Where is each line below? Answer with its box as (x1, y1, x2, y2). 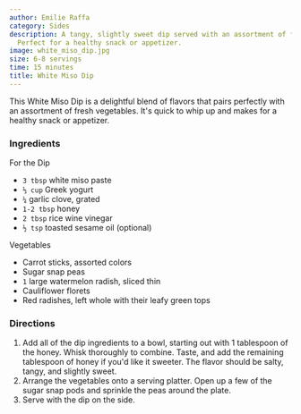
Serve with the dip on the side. (21, 394, 136, 405)
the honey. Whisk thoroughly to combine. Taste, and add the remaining (21, 347, 284, 358)
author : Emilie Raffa (9, 13, 90, 22)
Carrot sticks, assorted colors (21, 257, 133, 268)
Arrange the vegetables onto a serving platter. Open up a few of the (21, 376, 273, 386)
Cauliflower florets (21, 285, 91, 296)
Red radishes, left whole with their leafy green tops (21, 295, 211, 306)
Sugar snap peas (21, 266, 85, 277)
